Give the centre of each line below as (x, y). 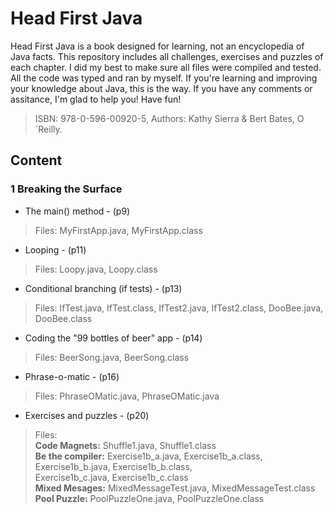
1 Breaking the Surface (66, 189)
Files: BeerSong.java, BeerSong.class (112, 357)
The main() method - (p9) (77, 211)
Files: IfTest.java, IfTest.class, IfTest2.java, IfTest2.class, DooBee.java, (179, 308)
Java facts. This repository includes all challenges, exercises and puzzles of (167, 56)
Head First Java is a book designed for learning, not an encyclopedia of (157, 46)
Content (36, 160)
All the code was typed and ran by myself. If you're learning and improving (164, 78)
